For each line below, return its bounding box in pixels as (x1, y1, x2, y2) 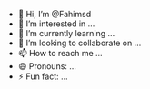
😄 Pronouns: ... (17, 61, 77, 72)
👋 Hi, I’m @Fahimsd (17, 9, 92, 19)
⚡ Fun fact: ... (17, 71, 68, 82)
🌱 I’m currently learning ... (17, 28, 115, 38)
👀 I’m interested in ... (17, 18, 95, 29)
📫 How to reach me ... (17, 48, 103, 58)
